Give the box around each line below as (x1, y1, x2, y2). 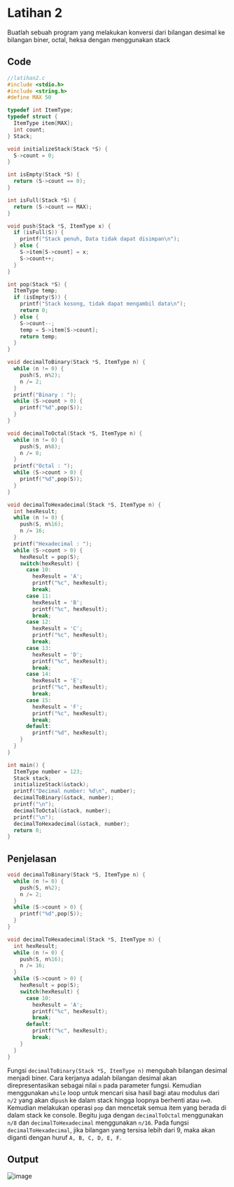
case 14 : (25, 671, 52, 678)
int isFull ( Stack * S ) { (7, 196, 77, 204)
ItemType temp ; (13, 287, 58, 294)
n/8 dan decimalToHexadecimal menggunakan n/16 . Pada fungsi (7, 1118, 189, 1127)
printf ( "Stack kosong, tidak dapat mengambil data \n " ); (20, 300, 187, 308)
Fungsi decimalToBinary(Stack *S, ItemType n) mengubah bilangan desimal (7, 1066, 228, 1074)
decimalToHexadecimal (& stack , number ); (13, 820, 130, 827)
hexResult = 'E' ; (32, 677, 83, 684)
